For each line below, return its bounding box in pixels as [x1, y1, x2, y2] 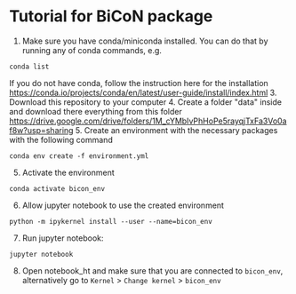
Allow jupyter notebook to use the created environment [21, 200, 225, 211]
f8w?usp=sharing [9, 124, 74, 135]
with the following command [9, 134, 113, 145]
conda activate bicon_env [9, 184, 105, 193]
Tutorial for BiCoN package [9, 6, 213, 27]
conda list [9, 62, 50, 71]
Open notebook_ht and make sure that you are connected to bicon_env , [21, 265, 284, 276]
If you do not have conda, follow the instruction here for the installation [9, 77, 268, 88]
